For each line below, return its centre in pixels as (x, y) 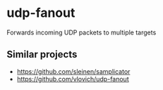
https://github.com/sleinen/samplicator (73, 71)
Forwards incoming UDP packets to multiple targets (81, 32)
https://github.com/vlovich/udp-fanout (73, 79)
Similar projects (42, 54)
